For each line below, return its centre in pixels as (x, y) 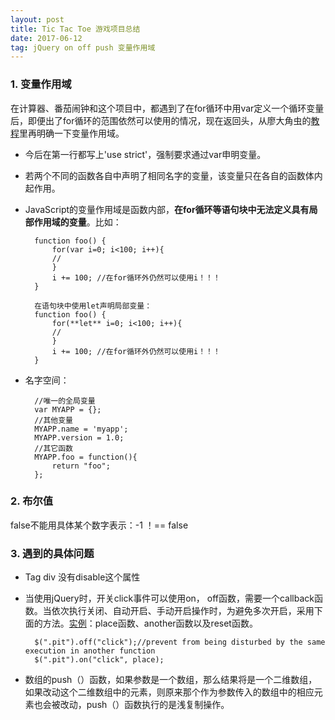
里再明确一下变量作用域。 (72, 133)
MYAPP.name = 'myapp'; (81, 429)
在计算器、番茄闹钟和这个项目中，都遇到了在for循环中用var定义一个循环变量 (167, 108)
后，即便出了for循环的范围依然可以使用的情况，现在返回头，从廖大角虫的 (161, 120)
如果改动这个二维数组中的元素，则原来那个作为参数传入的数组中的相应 (169, 692)
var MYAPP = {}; (68, 409)
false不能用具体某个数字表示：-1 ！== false (99, 525)
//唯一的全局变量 (65, 401)
